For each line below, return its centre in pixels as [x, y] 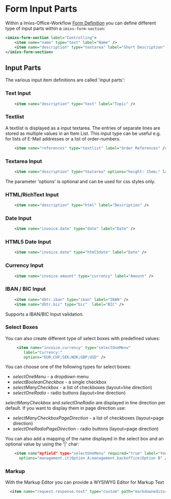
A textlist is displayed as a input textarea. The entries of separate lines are [83, 128]
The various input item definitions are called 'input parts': [65, 80]
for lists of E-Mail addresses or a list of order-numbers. [63, 138]
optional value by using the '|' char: [42, 444]
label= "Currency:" [43, 352]
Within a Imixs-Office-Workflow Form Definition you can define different [81, 23]
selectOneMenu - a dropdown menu [51, 377]
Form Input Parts [41, 9]
